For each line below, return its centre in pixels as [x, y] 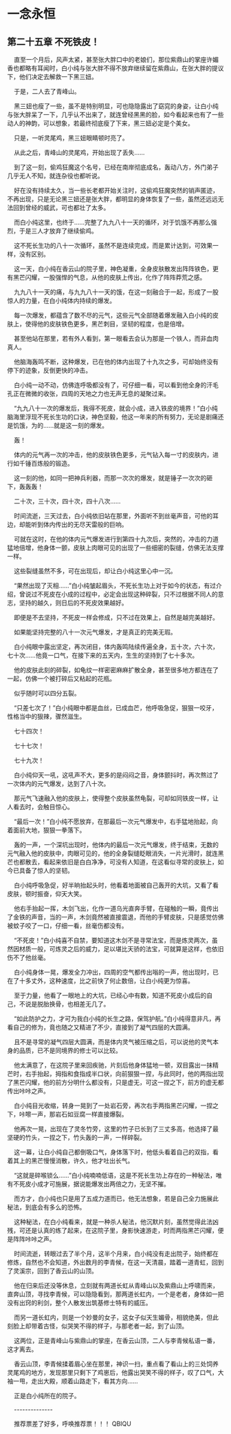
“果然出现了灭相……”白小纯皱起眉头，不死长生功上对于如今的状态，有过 [115, 585]
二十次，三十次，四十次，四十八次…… [67, 501]
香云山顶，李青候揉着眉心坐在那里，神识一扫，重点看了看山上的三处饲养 [116, 1364]
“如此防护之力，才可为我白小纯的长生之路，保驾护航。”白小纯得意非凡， [114, 1019]
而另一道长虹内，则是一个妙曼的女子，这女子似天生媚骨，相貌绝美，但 [113, 1317]
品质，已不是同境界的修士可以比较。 [70, 1050]
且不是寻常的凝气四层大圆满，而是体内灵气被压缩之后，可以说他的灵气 [113, 1042]
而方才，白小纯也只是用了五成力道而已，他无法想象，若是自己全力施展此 [116, 1198]
